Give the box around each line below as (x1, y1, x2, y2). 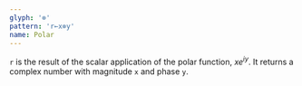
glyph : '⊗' (9, 13, 51, 23)
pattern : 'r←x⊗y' (9, 22, 75, 31)
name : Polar (9, 30, 54, 39)
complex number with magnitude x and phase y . (9, 66, 189, 77)
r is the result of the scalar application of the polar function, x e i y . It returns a (9, 55, 294, 68)
